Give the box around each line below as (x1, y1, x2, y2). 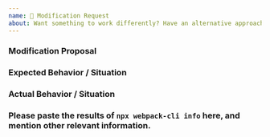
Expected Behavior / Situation (8, 67, 127, 79)
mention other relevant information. (8, 120, 151, 131)
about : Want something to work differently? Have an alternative (8, 19, 231, 27)
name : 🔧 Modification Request (8, 11, 110, 20)
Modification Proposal (8, 46, 97, 57)
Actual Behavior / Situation (8, 89, 115, 100)
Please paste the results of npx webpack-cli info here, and (8, 110, 241, 121)
